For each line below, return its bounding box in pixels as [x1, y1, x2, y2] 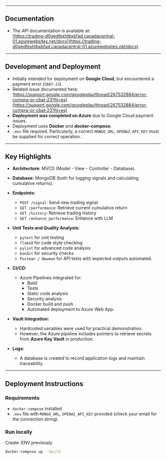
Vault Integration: [12, 316, 49, 322]
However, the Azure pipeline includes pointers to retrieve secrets [19, 331, 152, 337]
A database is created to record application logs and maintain [19, 355, 145, 361]
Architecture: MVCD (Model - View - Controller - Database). [12, 165, 136, 171]
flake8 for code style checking [19, 240, 83, 246]
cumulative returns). [12, 180, 53, 186]
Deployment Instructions [5, 379, 83, 388]
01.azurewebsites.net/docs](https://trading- [12, 38, 102, 44]
